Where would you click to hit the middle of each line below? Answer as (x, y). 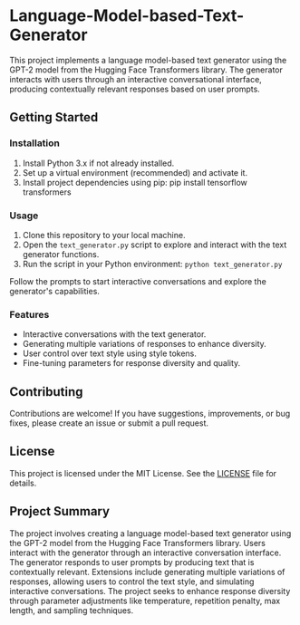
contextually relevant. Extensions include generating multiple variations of (147, 572)
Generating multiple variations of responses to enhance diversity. (145, 344)
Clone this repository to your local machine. (104, 235)
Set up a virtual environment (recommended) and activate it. (135, 172)
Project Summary (60, 511)
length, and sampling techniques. (72, 610)
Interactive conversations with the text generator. (114, 334)
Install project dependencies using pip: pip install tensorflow (135, 182)
